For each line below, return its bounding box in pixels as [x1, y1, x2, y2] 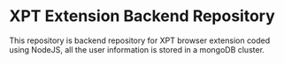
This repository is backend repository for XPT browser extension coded [9, 35, 271, 46]
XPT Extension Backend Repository [9, 6, 276, 26]
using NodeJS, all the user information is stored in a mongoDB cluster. [9, 44, 265, 54]
